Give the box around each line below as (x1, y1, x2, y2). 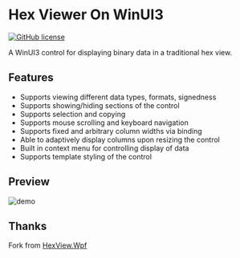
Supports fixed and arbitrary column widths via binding (19, 126, 202, 135)
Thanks (8, 219, 47, 233)
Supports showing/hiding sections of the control (19, 100, 180, 110)
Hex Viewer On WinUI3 (8, 6, 164, 24)
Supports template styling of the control (19, 151, 153, 161)
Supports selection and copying (19, 109, 126, 119)
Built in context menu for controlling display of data (19, 143, 189, 153)
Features (8, 71, 54, 85)
